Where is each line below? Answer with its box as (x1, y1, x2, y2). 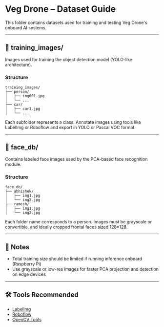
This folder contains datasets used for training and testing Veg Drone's (5, 20, 147, 25)
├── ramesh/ (5, 202, 29, 207)
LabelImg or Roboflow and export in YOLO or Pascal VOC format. (5, 125, 136, 131)
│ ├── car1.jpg (5, 107, 41, 111)
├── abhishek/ (5, 189, 34, 194)
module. (5, 161, 22, 167)
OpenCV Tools (12, 316, 41, 322)
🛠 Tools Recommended (5, 291, 79, 299)
